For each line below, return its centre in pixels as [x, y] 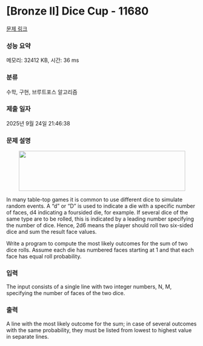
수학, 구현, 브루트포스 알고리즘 [42, 91]
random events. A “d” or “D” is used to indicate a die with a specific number [101, 206]
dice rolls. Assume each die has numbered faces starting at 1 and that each [100, 250]
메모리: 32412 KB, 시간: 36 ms [43, 60]
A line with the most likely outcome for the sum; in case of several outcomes [101, 324]
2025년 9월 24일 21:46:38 [38, 123]
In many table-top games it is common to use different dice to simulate [95, 200]
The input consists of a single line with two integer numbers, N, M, [89, 287]
